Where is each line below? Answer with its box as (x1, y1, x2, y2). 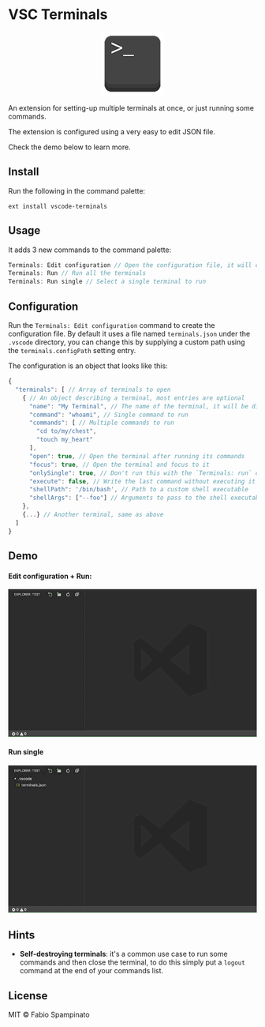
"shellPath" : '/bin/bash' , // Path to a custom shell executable (28, 486, 248, 494)
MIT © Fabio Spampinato (8, 1010, 90, 1019)
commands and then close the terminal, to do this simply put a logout (19, 957, 246, 967)
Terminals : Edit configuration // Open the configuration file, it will (8, 261, 252, 269)
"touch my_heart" (36, 436, 93, 444)
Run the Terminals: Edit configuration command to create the (8, 321, 215, 329)
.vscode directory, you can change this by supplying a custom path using (8, 337, 246, 347)
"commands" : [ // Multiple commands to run (28, 419, 175, 427)
